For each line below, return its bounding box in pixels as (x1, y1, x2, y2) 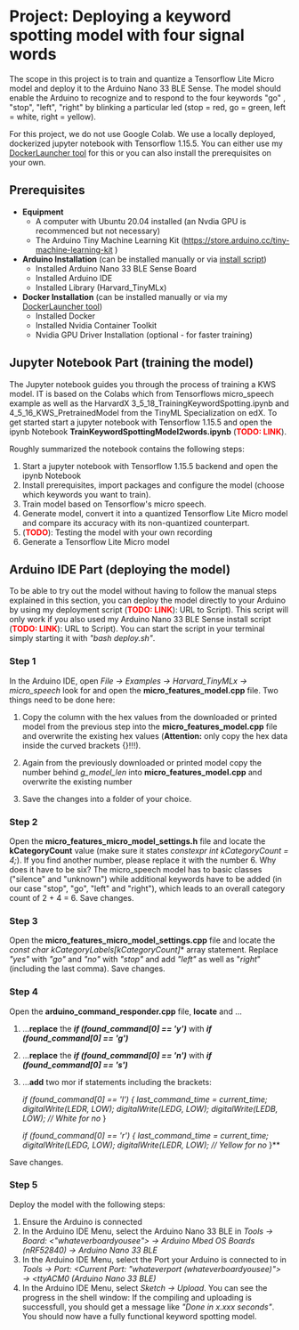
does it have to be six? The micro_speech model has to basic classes (9, 864, 263, 874)
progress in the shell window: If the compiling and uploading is (21, 1292, 252, 1302)
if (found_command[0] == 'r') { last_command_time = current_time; (21, 1130, 269, 1140)
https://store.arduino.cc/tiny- (183, 234, 290, 246)
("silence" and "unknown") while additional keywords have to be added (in (9, 873, 282, 884)
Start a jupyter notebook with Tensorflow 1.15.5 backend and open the (21, 460, 279, 471)
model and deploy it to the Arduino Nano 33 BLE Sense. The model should (9, 83, 282, 93)
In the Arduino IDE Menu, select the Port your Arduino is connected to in (21, 1253, 287, 1265)
